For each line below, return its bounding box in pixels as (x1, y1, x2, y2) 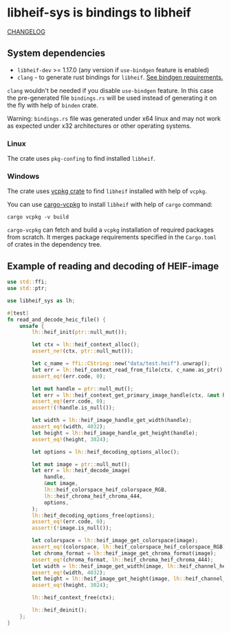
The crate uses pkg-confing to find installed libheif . (7, 155, 156, 163)
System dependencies (7, 47, 105, 59)
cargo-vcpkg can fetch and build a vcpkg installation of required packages (7, 225, 214, 234)
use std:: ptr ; (7, 285, 48, 292)
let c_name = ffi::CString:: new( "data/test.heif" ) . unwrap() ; (32, 360, 211, 367)
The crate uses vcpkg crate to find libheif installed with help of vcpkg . (7, 187, 208, 195)
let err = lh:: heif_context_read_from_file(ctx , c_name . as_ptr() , (32, 366, 226, 373)
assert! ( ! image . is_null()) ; (32, 524, 112, 532)
